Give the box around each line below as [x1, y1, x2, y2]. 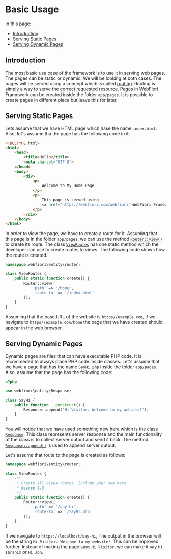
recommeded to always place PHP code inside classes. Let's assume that [5, 359, 160, 364]
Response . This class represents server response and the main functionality [5, 431, 162, 437]
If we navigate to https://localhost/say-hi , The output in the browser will [5, 532, 161, 539]
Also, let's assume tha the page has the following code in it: [5, 130, 130, 136]
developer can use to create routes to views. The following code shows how [5, 247, 165, 253]
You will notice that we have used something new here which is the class [5, 426, 158, 432]
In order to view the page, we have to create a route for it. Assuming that [5, 230, 158, 237]
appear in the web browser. [5, 324, 63, 331]
